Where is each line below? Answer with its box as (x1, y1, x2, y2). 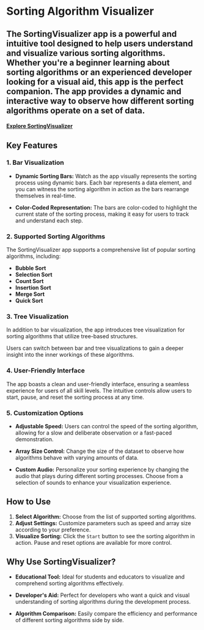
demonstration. (15, 436, 54, 443)
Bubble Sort (15, 265, 46, 272)
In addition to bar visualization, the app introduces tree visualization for (6, 326, 185, 333)
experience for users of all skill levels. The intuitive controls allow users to (6, 387, 192, 394)
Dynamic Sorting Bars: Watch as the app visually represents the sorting (15, 172, 197, 180)
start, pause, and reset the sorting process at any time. (6, 393, 145, 401)
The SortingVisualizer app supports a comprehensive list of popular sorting (6, 246, 195, 254)
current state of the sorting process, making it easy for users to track (15, 210, 189, 218)
